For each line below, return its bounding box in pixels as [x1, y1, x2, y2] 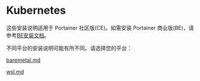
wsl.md [6, 68, 25, 75]
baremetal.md [6, 56, 41, 64]
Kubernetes [6, 4, 66, 17]
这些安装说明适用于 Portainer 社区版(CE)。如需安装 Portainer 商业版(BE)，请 [6, 24, 195, 31]
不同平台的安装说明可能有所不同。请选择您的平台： [6, 44, 132, 52]
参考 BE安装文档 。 [6, 31, 50, 39]
